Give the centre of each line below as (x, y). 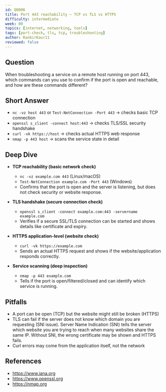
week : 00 (14, 24)
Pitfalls (16, 302)
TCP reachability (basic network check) (54, 167)
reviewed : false (22, 42)
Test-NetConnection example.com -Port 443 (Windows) (76, 182)
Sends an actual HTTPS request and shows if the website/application (90, 251)
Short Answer (27, 100)
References (23, 361)
